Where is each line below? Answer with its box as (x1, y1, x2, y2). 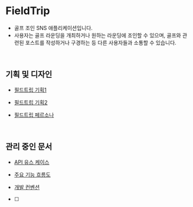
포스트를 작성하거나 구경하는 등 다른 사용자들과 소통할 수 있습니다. (25, 39, 176, 46)
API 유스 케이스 (14, 158, 50, 166)
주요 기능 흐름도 (14, 171, 51, 178)
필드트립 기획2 (14, 98, 48, 106)
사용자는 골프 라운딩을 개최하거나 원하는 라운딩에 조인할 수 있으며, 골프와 (14, 31, 181, 39)
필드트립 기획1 (14, 86, 47, 93)
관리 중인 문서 (5, 142, 53, 152)
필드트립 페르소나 (14, 111, 54, 119)
